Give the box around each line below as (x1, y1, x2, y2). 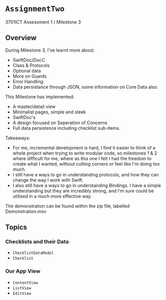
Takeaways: (5, 135, 30, 141)
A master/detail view (12, 103, 56, 109)
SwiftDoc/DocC (12, 57, 46, 63)
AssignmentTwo (5, 4, 65, 14)
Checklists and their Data (5, 238, 69, 245)
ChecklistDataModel (12, 250, 54, 256)
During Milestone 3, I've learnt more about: (5, 47, 95, 53)
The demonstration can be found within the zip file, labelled (5, 203, 130, 209)
